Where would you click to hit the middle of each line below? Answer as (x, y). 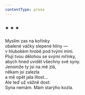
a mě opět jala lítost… (26, 77)
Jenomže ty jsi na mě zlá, (31, 67)
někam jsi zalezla (22, 72)
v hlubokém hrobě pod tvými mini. (39, 51)
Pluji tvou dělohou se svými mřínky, (41, 57)
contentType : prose (25, 9)
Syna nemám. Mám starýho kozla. (39, 88)
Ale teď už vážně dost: (28, 82)
